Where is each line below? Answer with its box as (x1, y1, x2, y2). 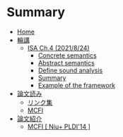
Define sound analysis (37, 66, 103, 74)
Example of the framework (37, 81, 116, 89)
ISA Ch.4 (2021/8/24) (27, 44, 90, 52)
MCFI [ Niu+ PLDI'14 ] (27, 122, 91, 131)
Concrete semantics (37, 51, 97, 60)
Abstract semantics (37, 58, 95, 67)
